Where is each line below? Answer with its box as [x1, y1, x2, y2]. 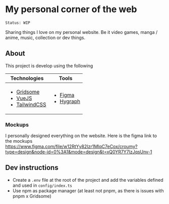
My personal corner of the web [5, 4, 137, 15]
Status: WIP [5, 20, 30, 25]
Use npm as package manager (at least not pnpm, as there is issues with [12, 187, 164, 193]
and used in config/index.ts [12, 182, 72, 188]
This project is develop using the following [5, 62, 93, 69]
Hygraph [60, 98, 81, 105]
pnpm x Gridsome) [12, 193, 51, 199]
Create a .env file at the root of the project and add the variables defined [12, 177, 164, 183]
